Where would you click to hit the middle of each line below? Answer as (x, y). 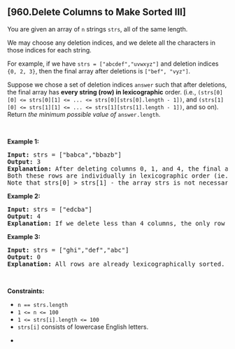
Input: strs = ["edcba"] (50, 209)
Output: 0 (24, 257)
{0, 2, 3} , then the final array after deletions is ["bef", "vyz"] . (99, 71)
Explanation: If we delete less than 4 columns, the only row (116, 223)
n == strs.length (43, 305)
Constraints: (26, 291)
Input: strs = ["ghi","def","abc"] (68, 250)
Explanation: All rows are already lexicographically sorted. (116, 264)
